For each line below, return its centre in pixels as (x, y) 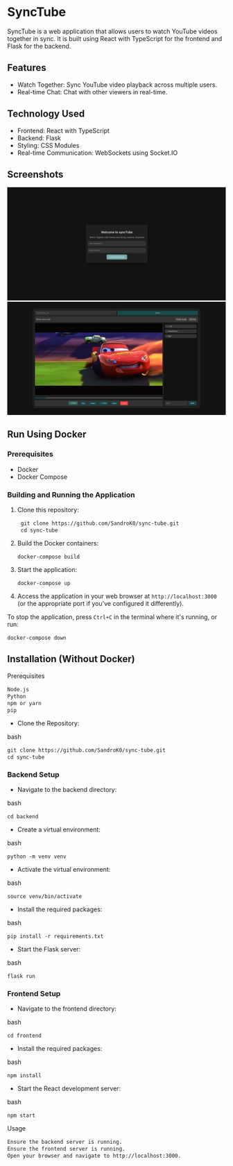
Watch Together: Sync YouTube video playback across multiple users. (117, 85)
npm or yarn (24, 703)
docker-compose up (44, 584)
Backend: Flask (39, 138)
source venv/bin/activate (44, 897)
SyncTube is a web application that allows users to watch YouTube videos (112, 31)
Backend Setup (34, 775)
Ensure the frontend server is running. (67, 1149)
